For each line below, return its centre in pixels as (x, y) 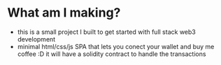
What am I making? (64, 13)
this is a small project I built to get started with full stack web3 (106, 32)
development (36, 39)
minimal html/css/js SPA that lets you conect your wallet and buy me (116, 46)
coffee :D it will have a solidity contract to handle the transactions (112, 54)
